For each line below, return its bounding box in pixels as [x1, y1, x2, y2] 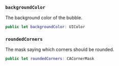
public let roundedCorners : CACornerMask [5, 56, 95, 61]
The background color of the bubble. [5, 15, 82, 21]
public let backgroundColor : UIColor [5, 25, 85, 30]
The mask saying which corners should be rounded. [5, 46, 114, 52]
